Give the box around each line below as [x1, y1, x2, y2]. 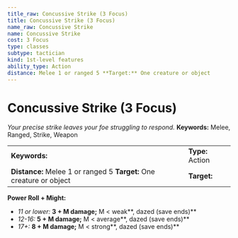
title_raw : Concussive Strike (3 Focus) [7, 10, 129, 18]
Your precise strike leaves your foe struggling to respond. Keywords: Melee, [7, 123, 231, 131]
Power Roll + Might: [7, 194, 66, 202]
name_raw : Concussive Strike [7, 23, 93, 30]
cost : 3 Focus [7, 37, 50, 44]
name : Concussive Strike [7, 30, 81, 37]
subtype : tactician [7, 50, 65, 57]
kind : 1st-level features [7, 56, 84, 64]
